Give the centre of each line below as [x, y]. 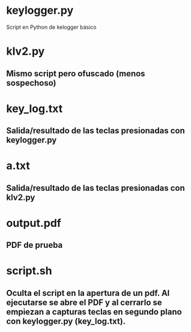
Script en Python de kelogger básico [51, 27]
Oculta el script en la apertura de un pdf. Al [88, 293]
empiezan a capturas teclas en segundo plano [94, 312]
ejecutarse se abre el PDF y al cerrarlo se [84, 302]
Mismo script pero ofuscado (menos [76, 74]
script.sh [29, 271]
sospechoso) [31, 83]
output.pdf [34, 223]
